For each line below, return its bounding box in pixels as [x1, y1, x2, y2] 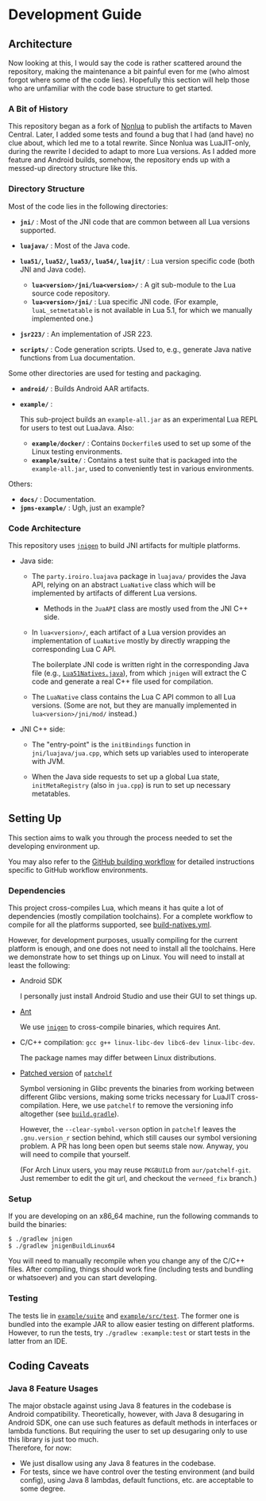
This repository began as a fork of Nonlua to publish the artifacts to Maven [8, 122, 253, 131]
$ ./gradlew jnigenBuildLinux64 [8, 1242, 115, 1250]
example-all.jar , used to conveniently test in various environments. [31, 463, 254, 473]
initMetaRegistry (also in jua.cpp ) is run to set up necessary [31, 780, 231, 789]
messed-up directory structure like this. [8, 164, 137, 173]
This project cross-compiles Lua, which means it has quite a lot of [8, 903, 224, 913]
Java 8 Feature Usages [8, 1383, 98, 1394]
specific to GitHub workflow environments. [8, 865, 148, 874]
